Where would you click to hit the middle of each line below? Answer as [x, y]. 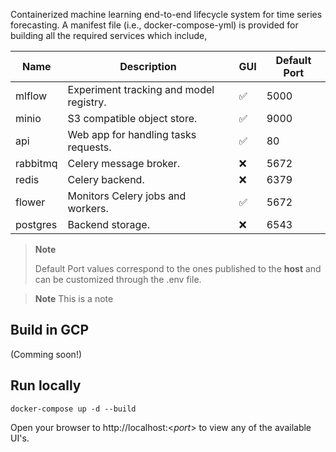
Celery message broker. [124, 163]
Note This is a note [74, 298]
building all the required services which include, [109, 35]
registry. [87, 102]
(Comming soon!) [46, 354]
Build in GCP [50, 330]
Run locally [46, 385]
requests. [89, 147]
